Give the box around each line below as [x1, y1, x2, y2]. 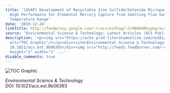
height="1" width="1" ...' [10, 49, 67, 54]
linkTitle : [5, 26, 28, 31]
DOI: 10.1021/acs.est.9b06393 [5, 83, 67, 89]
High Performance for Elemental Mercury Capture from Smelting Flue [10, 12, 157, 17]
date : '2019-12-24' [5, 21, 47, 27]
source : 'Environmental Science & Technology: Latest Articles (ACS [5, 31, 153, 36]
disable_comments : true [5, 54, 56, 59]
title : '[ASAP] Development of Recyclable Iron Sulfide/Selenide [5, 7, 146, 13]
